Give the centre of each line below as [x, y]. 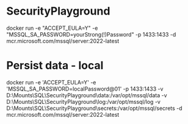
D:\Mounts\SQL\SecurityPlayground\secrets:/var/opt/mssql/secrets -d [94, 108]
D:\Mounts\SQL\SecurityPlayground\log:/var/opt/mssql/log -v [83, 102]
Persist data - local [55, 66]
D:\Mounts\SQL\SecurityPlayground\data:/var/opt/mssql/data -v [87, 95]
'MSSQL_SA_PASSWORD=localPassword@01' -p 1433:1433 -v [85, 89]
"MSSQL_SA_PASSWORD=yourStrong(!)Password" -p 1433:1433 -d [91, 34]
